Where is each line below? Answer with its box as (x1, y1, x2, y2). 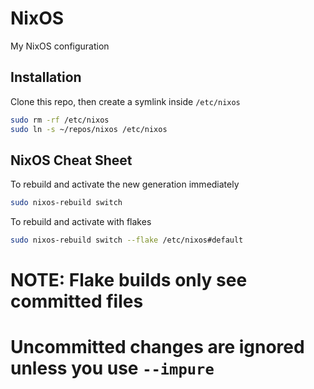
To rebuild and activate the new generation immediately (10, 178, 240, 191)
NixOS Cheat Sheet (10, 152, 133, 169)
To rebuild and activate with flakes (10, 216, 152, 228)
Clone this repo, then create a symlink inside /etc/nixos (10, 95, 241, 107)
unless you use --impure (10, 357, 215, 380)
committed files (10, 290, 144, 313)
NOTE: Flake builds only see (10, 269, 248, 292)
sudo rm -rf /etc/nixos (10, 115, 110, 125)
